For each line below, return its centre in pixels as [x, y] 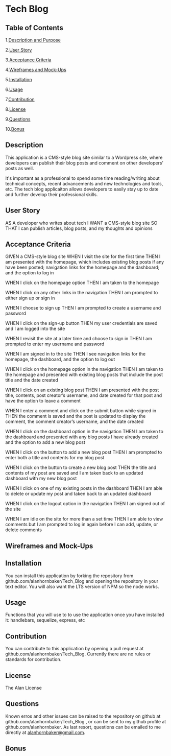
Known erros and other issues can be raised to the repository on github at [83, 716]
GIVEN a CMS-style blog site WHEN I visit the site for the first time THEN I [83, 256]
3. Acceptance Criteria [28, 60]
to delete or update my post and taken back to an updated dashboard [78, 494]
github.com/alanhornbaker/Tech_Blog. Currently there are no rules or [78, 654]
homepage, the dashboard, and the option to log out [60, 359]
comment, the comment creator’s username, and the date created [75, 421]
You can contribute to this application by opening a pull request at [75, 649]
